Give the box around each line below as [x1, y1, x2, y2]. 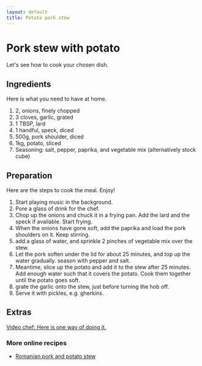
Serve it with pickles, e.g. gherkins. [15, 289, 104, 297]
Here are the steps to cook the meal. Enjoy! [6, 187, 115, 194]
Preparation [6, 170, 53, 181]
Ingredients [6, 79, 51, 89]
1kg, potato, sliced [15, 140, 61, 147]
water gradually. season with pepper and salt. [15, 257, 130, 264]
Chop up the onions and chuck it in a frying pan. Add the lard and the [15, 212, 190, 219]
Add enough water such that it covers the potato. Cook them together [15, 270, 192, 277]
